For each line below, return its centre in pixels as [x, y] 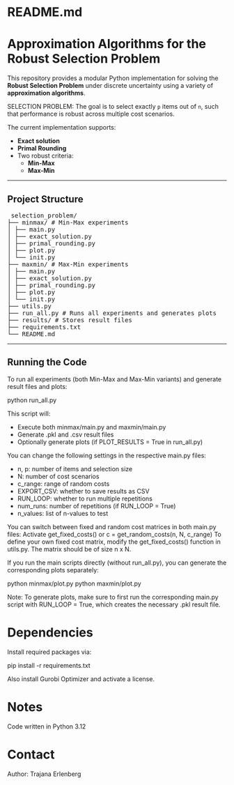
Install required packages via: [49, 652]
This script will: [29, 413]
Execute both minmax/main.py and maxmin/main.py [92, 427]
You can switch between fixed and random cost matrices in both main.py [112, 526]
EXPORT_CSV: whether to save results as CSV [83, 491]
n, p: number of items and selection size [75, 468]
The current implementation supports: [62, 128]
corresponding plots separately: [53, 570]
